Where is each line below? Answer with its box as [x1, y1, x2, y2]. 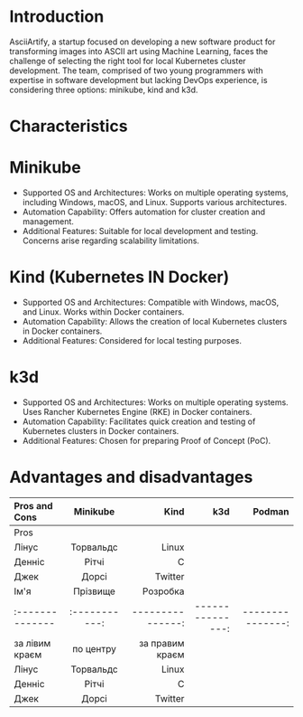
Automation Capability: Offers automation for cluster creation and [22, 206, 266, 218]
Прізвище [73, 585, 115, 598]
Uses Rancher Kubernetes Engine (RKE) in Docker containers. [22, 406, 252, 417]
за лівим [14, 637, 51, 649]
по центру [71, 642, 117, 655]
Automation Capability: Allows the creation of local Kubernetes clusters [22, 316, 288, 326]
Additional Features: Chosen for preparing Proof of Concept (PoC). [22, 435, 271, 446]
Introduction [9, 6, 105, 27]
